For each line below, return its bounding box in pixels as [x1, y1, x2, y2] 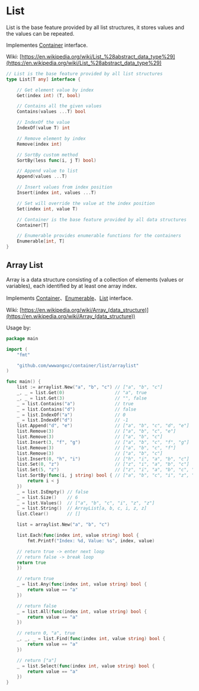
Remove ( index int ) [17, 141, 62, 147]
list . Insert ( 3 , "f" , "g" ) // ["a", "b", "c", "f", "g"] [17, 439, 190, 445]
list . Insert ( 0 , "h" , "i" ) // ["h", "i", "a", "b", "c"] [17, 456, 190, 462]
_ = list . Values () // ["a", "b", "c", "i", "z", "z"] [17, 500, 155, 506]
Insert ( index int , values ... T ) [17, 190, 97, 196]
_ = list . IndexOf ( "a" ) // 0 [17, 412, 126, 418]
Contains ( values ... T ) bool [17, 108, 86, 115]
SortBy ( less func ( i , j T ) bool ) [17, 157, 97, 164]
